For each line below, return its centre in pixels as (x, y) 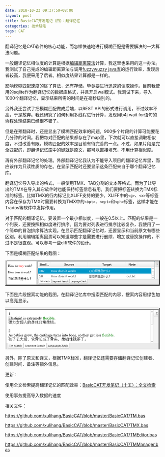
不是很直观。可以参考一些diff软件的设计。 (51, 243)
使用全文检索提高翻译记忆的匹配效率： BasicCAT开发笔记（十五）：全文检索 (81, 385)
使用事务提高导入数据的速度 (33, 395)
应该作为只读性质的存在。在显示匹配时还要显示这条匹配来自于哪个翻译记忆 (80, 166)
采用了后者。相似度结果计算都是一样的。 (72, 75)
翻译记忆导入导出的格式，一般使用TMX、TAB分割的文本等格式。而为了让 (79, 183)
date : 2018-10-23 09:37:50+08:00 (39, 10)
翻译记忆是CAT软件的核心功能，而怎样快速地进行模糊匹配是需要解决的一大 (80, 46)
